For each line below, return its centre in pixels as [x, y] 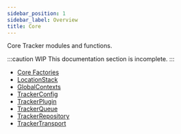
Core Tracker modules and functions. [60, 46]
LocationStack [37, 80]
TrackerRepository [43, 116]
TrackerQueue [37, 109]
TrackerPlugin [37, 102]
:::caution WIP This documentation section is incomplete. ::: [91, 59]
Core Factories [38, 72]
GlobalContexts [39, 87]
